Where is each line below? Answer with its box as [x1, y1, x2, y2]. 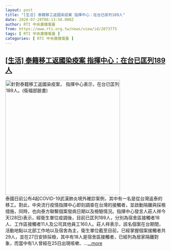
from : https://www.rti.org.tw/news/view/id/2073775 [5, 27, 117, 32]
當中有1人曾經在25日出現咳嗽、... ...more [18, 240, 103, 246]
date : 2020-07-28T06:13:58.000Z [5, 17, 74, 22]
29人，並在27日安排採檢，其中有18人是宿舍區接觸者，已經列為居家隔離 [5, 234, 155, 240]
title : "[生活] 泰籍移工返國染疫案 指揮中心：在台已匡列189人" [5, 12, 126, 17]
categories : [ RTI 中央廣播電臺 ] [5, 36, 74, 41]
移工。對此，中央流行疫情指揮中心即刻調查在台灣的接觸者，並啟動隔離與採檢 [5, 201, 166, 208]
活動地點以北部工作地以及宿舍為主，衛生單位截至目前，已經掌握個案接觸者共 [5, 227, 166, 233]
